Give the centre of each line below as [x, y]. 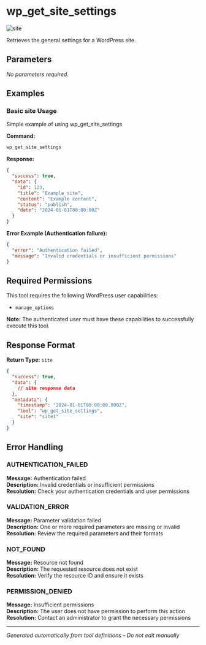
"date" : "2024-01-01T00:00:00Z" [59, 210]
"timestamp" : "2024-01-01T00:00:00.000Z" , [72, 405]
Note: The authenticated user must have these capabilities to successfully [100, 319]
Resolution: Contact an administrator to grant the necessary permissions [99, 618]
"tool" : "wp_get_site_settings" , [60, 411]
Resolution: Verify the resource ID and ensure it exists [75, 576]
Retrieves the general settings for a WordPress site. [71, 40]
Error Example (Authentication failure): [57, 234]
